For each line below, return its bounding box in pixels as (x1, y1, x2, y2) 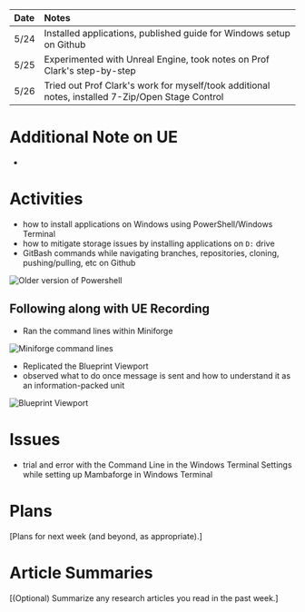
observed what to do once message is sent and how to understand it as (22, 370, 291, 380)
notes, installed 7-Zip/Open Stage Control (44, 91, 224, 103)
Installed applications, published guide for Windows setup (44, 27, 290, 39)
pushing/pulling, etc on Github (22, 257, 136, 268)
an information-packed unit (22, 380, 125, 390)
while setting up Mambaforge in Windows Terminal (22, 469, 213, 479)
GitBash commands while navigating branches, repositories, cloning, (22, 247, 280, 258)
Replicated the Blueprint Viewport (22, 360, 149, 371)
